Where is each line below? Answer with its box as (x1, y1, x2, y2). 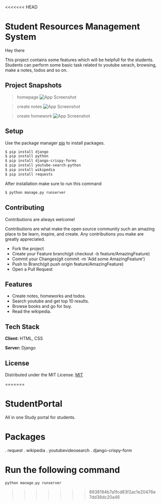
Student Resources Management (5, 21, 140, 32)
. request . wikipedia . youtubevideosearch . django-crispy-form (5, 447, 132, 453)
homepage (16, 94, 39, 100)
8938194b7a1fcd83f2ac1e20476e (89, 489, 156, 495)
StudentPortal (5, 398, 63, 409)
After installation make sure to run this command (5, 181, 102, 186)
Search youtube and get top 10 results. (12, 298, 89, 304)
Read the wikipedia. (12, 308, 52, 315)
